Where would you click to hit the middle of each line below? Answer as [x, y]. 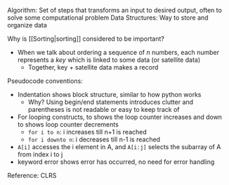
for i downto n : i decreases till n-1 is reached [94, 139]
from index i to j [40, 154]
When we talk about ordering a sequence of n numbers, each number [118, 52]
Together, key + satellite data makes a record [93, 67]
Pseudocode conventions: [45, 81]
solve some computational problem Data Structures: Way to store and [108, 18]
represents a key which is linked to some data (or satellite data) [109, 60]
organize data [27, 25]
